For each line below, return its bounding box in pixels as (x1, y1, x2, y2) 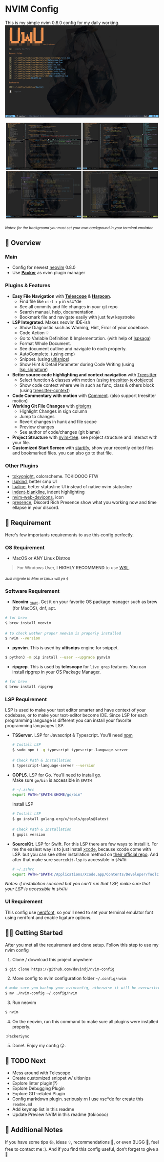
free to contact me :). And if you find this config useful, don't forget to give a (5, 1146, 159, 1152)
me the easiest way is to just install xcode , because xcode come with (12, 846, 151, 852)
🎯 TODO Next (5, 1056, 46, 1065)
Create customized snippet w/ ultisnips (12, 1075, 91, 1081)
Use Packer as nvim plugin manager (12, 270, 85, 276)
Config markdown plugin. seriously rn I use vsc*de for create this (12, 1096, 144, 1102)
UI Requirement (5, 898, 43, 905)
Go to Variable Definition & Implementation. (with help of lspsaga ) (19, 335, 151, 341)
